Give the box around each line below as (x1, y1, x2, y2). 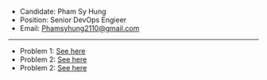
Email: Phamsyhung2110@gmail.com (19, 24, 140, 32)
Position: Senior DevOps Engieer (19, 15, 127, 25)
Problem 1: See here (19, 47, 86, 55)
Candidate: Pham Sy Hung (19, 7, 106, 16)
